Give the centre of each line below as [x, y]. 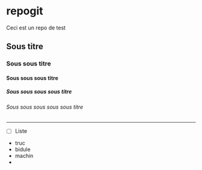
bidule [23, 150]
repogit [25, 11]
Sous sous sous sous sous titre [45, 107]
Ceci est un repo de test [36, 28]
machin [24, 156]
